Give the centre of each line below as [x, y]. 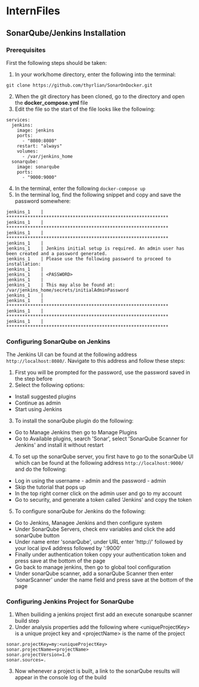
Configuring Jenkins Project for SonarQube [70, 602]
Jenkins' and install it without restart [59, 445]
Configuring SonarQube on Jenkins [59, 341]
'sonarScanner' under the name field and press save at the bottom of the [104, 580]
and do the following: [41, 470]
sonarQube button [37, 536]
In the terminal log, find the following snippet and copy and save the [98, 194]
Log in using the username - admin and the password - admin [90, 481]
